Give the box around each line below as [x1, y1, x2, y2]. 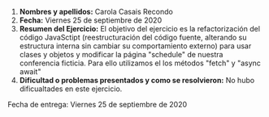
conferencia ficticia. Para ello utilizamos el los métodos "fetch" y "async [19, 58, 262, 68]
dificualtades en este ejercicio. [19, 84, 123, 94]
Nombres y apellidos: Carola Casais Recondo [19, 7, 174, 16]
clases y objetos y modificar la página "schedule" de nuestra [19, 50, 223, 59]
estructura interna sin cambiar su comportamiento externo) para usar [19, 41, 252, 51]
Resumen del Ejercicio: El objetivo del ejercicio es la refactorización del [19, 24, 261, 33]
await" [19, 67, 41, 76]
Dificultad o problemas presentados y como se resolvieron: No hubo [19, 76, 255, 85]
